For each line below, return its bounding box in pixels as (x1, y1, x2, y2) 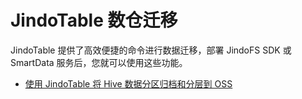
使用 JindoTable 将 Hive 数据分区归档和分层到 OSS (24, 77, 233, 90)
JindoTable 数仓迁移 (10, 9, 178, 32)
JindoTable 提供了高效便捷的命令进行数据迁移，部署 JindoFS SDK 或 (10, 44, 292, 56)
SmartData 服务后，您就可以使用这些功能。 (10, 56, 188, 68)
